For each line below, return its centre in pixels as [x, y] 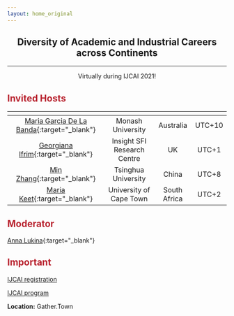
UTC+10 [209, 125]
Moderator [31, 223]
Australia [173, 125]
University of [129, 190]
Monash [129, 121]
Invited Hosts [37, 98]
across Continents [117, 53]
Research [129, 150]
